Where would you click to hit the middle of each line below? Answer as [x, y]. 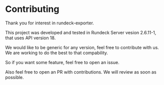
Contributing [32, 9]
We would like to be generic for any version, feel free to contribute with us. [82, 47]
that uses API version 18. [30, 38]
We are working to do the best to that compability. [57, 53]
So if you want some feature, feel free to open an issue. [62, 62]
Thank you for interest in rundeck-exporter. [49, 23]
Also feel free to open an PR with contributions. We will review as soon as [81, 72]
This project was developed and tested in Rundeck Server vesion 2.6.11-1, [81, 32]
